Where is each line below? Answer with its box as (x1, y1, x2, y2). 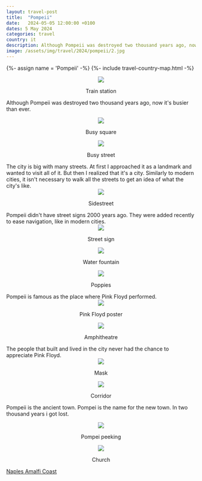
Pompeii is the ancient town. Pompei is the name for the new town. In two (6, 403, 188, 411)
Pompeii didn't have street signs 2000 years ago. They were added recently (6, 211, 194, 218)
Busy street (87, 151, 115, 158)
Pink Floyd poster (79, 310, 123, 317)
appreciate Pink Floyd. (6, 351, 62, 358)
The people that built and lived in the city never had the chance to (6, 345, 170, 352)
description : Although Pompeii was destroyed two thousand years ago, (6, 43, 187, 49)
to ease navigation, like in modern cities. (6, 218, 106, 225)
